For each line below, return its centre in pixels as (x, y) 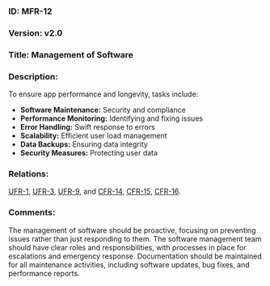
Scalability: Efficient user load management (93, 136)
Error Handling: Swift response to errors (87, 127)
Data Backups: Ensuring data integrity (84, 144)
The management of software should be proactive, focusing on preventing (132, 230)
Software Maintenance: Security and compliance (103, 110)
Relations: (29, 173)
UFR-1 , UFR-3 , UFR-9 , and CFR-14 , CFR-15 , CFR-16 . (95, 191)
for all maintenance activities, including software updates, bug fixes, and (129, 264)
